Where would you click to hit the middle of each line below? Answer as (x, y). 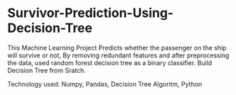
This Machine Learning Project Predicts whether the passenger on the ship (117, 47)
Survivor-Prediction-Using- (91, 13)
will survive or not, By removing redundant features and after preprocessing (118, 55)
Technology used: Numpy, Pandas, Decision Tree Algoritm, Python (105, 84)
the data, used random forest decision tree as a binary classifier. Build (110, 62)
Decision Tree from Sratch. (47, 70)
